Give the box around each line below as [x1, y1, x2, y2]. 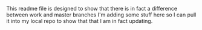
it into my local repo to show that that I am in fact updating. [6, 18, 153, 24]
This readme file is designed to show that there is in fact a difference [6, 5, 177, 12]
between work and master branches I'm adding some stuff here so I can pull [6, 11, 197, 18]
